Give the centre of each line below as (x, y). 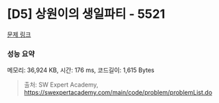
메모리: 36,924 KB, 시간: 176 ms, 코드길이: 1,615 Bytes (81, 70)
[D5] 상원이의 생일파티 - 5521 (86, 14)
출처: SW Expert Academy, (61, 85)
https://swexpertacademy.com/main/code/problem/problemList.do (118, 93)
